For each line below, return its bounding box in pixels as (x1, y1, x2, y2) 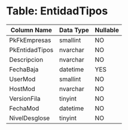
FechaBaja (9, 65, 39, 73)
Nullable (95, 26, 120, 34)
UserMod (9, 75, 36, 83)
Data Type (59, 26, 90, 34)
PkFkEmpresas (9, 36, 51, 44)
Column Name (10, 26, 53, 34)
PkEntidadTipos (9, 46, 54, 54)
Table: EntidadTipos (6, 4, 108, 18)
